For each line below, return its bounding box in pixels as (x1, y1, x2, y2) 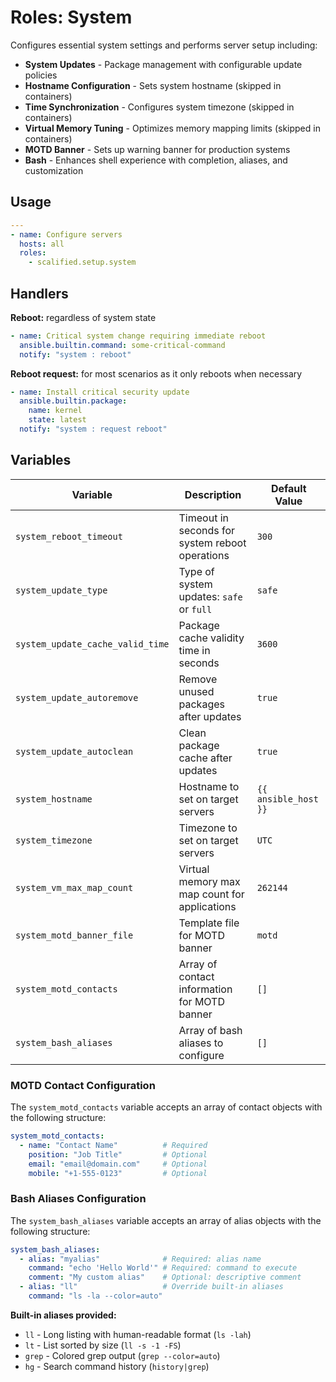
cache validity (178, 631, 245, 645)
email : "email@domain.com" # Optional (28, 1159, 208, 1169)
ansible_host (256, 793, 319, 805)
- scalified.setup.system (28, 257, 137, 268)
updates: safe (178, 589, 243, 603)
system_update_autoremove (15, 692, 139, 703)
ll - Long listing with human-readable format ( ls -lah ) (24, 1328, 252, 1340)
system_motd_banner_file (15, 929, 134, 941)
